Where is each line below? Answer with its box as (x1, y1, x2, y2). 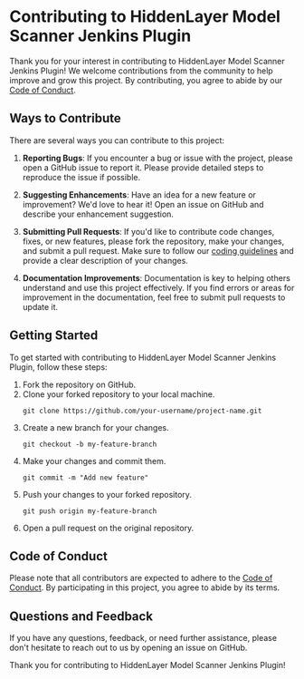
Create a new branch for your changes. (22, 422, 169, 432)
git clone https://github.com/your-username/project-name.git (22, 406, 262, 415)
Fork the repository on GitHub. (22, 379, 137, 390)
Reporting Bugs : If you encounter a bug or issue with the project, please (22, 152, 293, 163)
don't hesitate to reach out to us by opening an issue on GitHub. (9, 642, 248, 654)
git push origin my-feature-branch (22, 506, 157, 516)
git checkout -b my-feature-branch (22, 440, 157, 449)
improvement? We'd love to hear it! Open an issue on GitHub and (22, 199, 264, 209)
